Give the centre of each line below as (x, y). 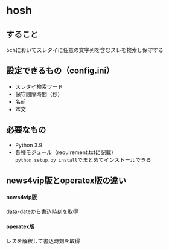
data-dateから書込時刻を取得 (42, 211)
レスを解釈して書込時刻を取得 (43, 241)
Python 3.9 (29, 145)
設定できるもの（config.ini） (60, 71)
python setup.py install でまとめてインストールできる (83, 159)
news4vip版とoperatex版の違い (66, 181)
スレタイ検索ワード (39, 86)
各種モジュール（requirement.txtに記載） (65, 152)
